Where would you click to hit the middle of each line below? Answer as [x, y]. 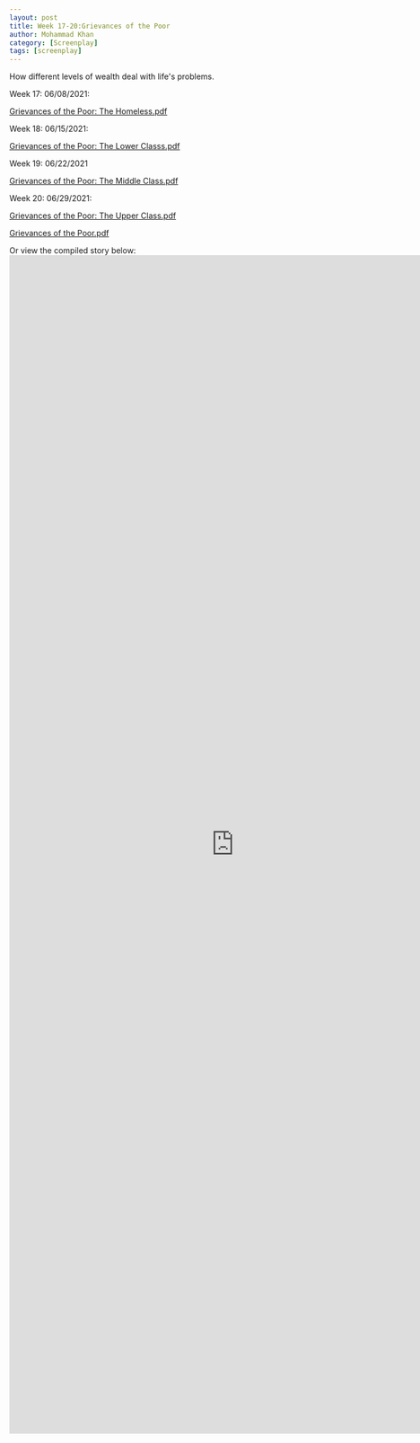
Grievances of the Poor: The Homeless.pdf [88, 111]
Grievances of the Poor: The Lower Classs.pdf [95, 146]
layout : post [34, 18]
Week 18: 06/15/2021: [49, 129]
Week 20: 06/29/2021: [51, 198]
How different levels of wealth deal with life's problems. [112, 76]
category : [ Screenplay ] [54, 43]
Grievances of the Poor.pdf [59, 233]
